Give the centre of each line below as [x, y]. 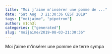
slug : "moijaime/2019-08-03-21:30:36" [45, 32]
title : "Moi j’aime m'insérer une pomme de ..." [56, 10]
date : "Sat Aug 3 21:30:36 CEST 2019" [46, 14]
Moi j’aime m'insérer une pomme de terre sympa [55, 46]
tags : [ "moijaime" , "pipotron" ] [38, 19]
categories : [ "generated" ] [33, 28]
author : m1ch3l [21, 23]
